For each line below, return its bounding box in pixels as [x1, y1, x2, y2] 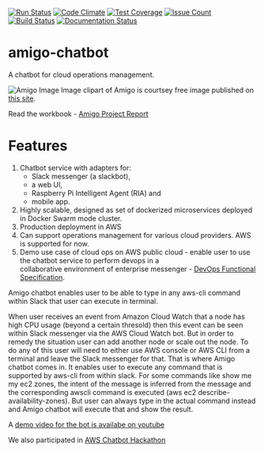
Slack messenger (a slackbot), [31, 171, 130, 181]
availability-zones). [8, 396, 70, 405]
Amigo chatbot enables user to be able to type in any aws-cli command [8, 288, 241, 297]
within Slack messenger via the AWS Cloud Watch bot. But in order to [8, 328, 235, 338]
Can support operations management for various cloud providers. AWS [19, 230, 251, 239]
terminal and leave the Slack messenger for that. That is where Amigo [8, 354, 236, 363]
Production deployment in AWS [19, 222, 122, 232]
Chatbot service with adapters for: [19, 163, 132, 172]
